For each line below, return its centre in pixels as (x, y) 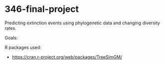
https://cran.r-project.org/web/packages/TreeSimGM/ (67, 57)
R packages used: (23, 47)
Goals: (11, 38)
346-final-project (42, 9)
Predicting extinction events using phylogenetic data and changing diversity (82, 23)
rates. (11, 28)
